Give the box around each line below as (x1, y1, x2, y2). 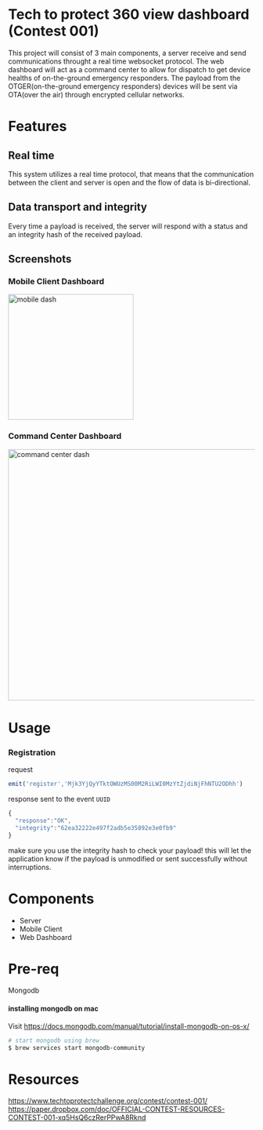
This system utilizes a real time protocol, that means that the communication (8, 169, 254, 178)
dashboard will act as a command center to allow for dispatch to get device (8, 64, 251, 74)
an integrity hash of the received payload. (8, 229, 143, 239)
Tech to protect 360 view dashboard (8, 5, 250, 24)
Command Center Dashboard (8, 430, 122, 441)
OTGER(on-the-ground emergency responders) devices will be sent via (8, 81, 238, 91)
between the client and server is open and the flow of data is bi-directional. (8, 177, 250, 187)
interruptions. (8, 862, 52, 872)
